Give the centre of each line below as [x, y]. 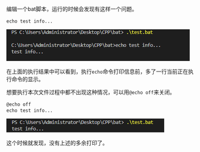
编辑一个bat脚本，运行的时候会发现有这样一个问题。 [72, 9]
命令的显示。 [27, 79]
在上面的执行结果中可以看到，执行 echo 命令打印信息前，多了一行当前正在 [97, 71]
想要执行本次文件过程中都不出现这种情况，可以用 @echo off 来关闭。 [91, 92]
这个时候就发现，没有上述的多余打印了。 [57, 143]
